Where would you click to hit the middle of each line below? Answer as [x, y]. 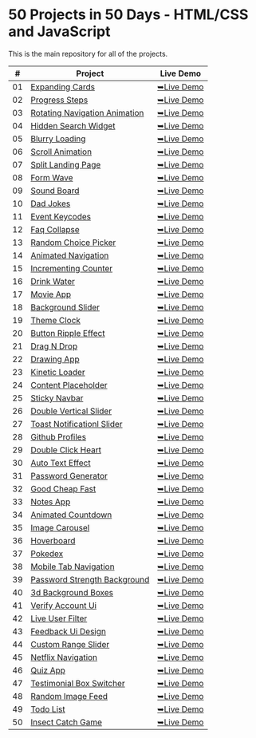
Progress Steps [59, 100]
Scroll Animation [61, 152]
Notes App [51, 502]
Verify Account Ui [64, 606]
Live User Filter [59, 618]
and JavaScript [59, 32]
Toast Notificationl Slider [77, 424]
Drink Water [53, 281]
